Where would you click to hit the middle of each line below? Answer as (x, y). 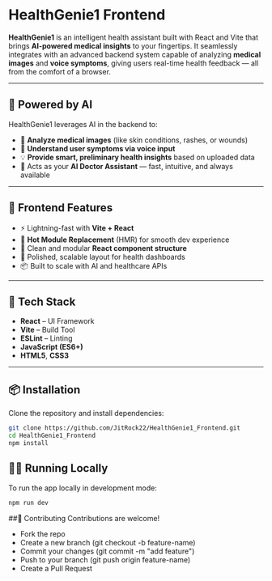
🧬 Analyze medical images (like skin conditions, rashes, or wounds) (134, 140)
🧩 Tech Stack (42, 301)
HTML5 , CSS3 (44, 356)
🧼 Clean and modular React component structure (104, 248)
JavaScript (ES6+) (51, 347)
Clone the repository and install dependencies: (86, 413)
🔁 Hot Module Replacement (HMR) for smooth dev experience (125, 240)
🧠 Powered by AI (51, 105)
